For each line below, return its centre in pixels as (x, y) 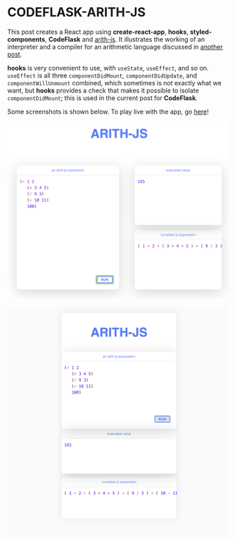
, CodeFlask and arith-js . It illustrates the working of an (125, 39)
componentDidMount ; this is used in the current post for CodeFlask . (103, 98)
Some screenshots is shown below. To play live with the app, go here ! (108, 111)
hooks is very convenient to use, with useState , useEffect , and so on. (108, 68)
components (26, 39)
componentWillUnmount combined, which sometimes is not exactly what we (114, 83)
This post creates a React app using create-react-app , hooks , (98, 32)
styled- (201, 32)
